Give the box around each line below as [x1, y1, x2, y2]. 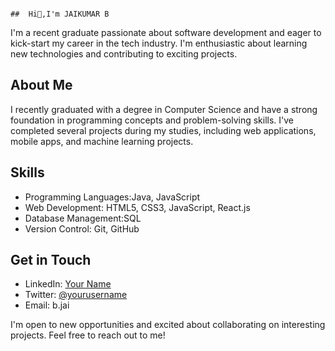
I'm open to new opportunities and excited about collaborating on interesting [10, 319, 326, 331]
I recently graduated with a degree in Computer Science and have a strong [10, 103, 318, 115]
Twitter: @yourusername [24, 289, 128, 301]
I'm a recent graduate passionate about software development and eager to [10, 27, 322, 38]
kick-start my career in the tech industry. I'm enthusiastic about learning [10, 37, 308, 49]
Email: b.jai [24, 299, 70, 311]
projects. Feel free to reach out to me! [10, 329, 166, 341]
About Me [10, 77, 73, 94]
